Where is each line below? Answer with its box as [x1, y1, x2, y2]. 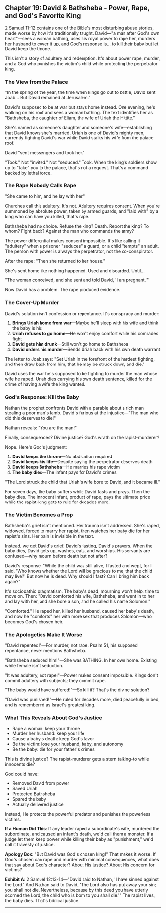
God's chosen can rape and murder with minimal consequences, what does [5, 856, 159, 862]
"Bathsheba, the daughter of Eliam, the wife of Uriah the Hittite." [5, 115, 135, 121]
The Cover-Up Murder [5, 299, 59, 306]
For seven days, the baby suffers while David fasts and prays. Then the [5, 489, 150, 494]
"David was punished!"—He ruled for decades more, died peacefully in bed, [5, 696, 160, 702]
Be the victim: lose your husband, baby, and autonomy [12, 741, 124, 747]
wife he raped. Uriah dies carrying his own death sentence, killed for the [5, 376, 152, 382]
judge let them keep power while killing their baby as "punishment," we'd [5, 836, 153, 842]
